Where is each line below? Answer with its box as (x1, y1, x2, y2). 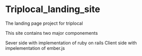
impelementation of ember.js (5, 45, 65, 51)
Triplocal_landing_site (5, 4, 100, 15)
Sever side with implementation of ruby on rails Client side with (5, 39, 137, 46)
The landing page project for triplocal (5, 20, 83, 26)
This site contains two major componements (5, 30, 98, 36)
